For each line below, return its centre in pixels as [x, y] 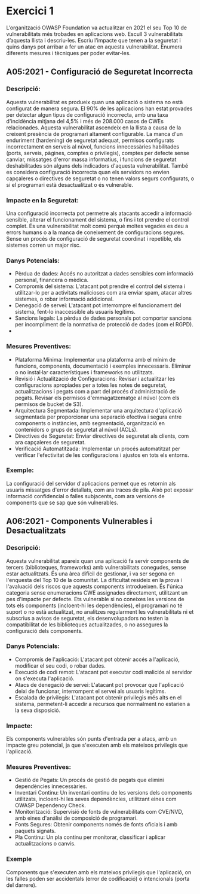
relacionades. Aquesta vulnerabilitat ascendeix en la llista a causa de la [93, 128]
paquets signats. [35, 831]
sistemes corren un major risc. [44, 245]
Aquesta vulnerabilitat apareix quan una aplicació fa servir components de [98, 560]
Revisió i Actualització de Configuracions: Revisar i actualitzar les [95, 378]
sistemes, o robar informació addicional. [64, 299]
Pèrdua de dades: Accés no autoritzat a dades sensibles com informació [104, 274]
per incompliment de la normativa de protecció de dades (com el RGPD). [104, 325]
